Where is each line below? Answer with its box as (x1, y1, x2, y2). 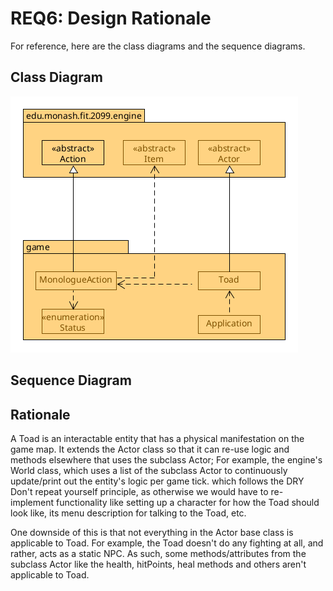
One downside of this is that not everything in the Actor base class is (10, 526, 294, 538)
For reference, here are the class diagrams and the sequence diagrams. (10, 40, 306, 52)
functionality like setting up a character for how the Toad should (55, 496, 320, 508)
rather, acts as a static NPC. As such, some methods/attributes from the (10, 547, 307, 559)
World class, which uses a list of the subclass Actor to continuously (10, 464, 288, 476)
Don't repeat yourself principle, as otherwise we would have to (10, 485, 269, 497)
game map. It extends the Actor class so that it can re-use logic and (10, 443, 290, 455)
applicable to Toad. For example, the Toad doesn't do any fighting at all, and (10, 537, 324, 549)
